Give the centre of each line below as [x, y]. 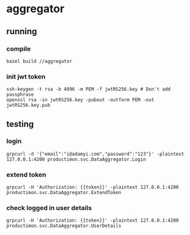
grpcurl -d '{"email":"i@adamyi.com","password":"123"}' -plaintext [95, 154]
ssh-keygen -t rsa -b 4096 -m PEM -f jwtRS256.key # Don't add [89, 89]
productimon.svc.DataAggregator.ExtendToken [64, 193]
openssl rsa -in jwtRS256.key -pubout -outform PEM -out [80, 100]
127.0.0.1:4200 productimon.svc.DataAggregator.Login [76, 159]
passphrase [20, 95]
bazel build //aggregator [39, 61]
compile [19, 49]
